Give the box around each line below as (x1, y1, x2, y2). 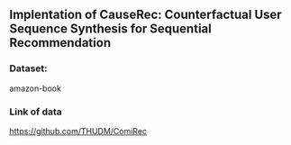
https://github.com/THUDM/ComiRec (9, 125, 147, 136)
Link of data (9, 105, 63, 118)
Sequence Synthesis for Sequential (9, 22, 212, 37)
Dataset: (9, 62, 48, 75)
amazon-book (9, 83, 61, 94)
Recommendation (9, 35, 111, 50)
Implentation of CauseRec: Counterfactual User (9, 7, 282, 23)
